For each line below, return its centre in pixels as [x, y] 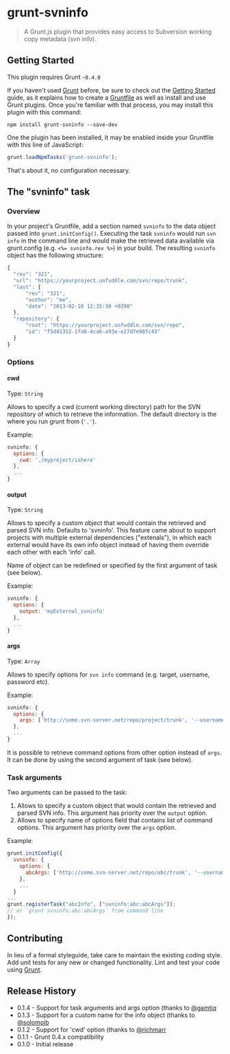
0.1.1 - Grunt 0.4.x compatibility [60, 1037]
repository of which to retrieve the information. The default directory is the [112, 414]
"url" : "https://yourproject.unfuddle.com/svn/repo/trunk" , [101, 281]
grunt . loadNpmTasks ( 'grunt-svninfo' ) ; [62, 157]
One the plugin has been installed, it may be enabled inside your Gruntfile [111, 137]
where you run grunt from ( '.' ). [52, 421]
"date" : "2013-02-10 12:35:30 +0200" [79, 306]
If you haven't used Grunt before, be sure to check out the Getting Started [111, 90]
